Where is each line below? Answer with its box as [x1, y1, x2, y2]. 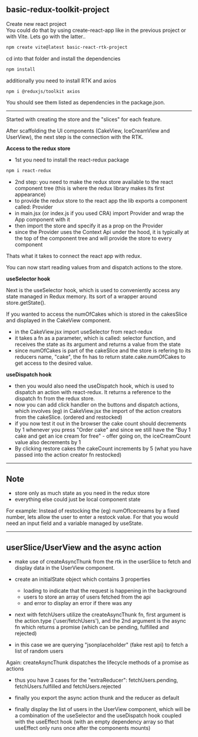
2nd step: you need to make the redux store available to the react [14, 179, 173, 186]
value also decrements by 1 [14, 439, 81, 446]
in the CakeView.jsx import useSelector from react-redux [14, 328, 153, 335]
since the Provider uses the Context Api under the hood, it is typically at [14, 229, 189, 236]
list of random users [14, 647, 64, 655]
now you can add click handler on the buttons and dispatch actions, [14, 401, 180, 408]
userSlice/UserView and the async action [6, 542, 162, 553]
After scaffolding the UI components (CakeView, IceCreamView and [6, 127, 170, 134]
